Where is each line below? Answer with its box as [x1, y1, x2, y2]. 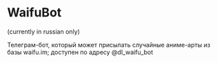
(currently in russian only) [7, 27, 81, 36]
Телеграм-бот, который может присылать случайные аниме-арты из [7, 40, 211, 49]
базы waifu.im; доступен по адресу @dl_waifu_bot [7, 48, 154, 56]
